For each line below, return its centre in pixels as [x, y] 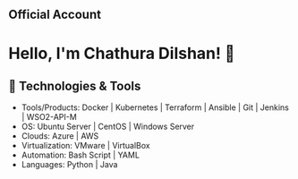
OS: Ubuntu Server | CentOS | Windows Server [108, 127]
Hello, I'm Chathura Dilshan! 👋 [122, 53]
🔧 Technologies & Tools [75, 85]
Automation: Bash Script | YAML [81, 155]
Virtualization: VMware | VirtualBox [85, 146]
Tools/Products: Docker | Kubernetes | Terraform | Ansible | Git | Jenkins [155, 107]
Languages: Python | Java [69, 165]
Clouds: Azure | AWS [60, 136]
